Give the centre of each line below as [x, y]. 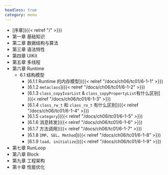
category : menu [21, 15]
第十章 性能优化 [29, 167]
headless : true [21, 10]
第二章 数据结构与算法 [35, 43]
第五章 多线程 [26, 62]
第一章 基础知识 [29, 36]
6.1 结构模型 [32, 75]
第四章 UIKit [25, 56]
